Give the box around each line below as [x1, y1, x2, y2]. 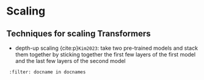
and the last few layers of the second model [15, 58, 126, 64]
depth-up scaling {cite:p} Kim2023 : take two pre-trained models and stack [15, 44, 199, 52]
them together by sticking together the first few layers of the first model [15, 51, 196, 58]
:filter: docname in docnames [9, 69, 86, 75]
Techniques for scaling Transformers [6, 28, 151, 39]
